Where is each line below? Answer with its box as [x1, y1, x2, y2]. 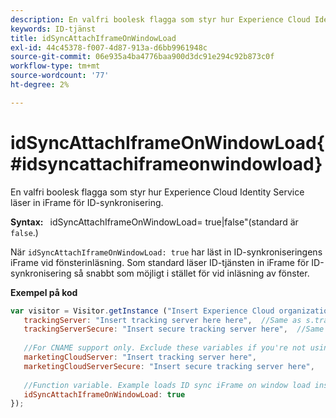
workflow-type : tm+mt [10, 61, 101, 71]
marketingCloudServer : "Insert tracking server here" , [23, 352, 257, 363]
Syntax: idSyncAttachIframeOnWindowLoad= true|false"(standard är [10, 216, 299, 228]
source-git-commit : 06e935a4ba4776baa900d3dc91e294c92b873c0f [10, 52, 275, 62]
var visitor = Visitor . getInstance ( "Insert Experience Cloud [10, 306, 275, 316]
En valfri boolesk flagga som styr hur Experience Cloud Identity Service [10, 186, 305, 198]
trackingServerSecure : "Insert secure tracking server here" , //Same [23, 324, 325, 335]
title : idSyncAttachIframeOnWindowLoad [10, 33, 177, 43]
